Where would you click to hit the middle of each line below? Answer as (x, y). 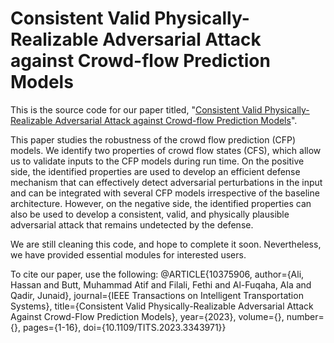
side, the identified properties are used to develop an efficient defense (155, 171)
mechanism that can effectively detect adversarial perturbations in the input (166, 182)
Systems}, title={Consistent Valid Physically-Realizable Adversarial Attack (162, 306)
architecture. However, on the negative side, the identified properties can (161, 203)
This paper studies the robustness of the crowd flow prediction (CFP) (153, 139)
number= (305, 316)
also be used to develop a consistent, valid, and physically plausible (150, 214)
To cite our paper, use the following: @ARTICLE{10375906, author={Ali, (157, 274)
